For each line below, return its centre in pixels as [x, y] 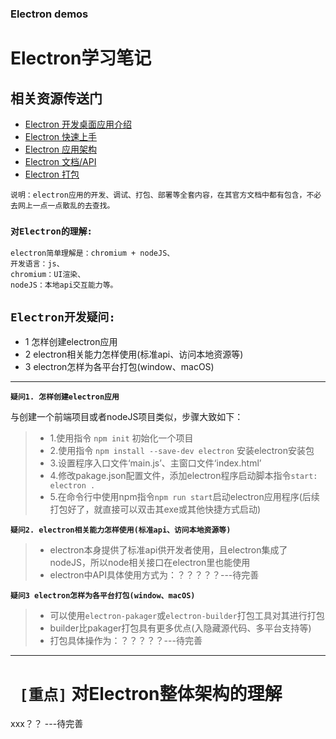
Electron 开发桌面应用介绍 [78, 124]
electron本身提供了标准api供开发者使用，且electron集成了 [168, 550]
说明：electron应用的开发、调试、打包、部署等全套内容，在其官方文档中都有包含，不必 [166, 195]
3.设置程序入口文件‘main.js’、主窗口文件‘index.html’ [155, 463]
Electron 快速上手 [60, 136]
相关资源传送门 [56, 98]
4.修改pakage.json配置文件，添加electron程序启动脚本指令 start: [183, 476]
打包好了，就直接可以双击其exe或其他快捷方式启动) [155, 509]
